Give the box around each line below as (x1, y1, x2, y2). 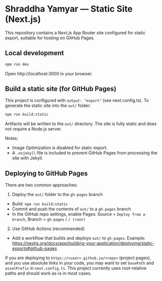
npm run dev (5, 62, 29, 66)
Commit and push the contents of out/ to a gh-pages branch (12, 206, 132, 212)
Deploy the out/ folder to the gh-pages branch (12, 192, 103, 198)
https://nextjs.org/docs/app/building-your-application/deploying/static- (12, 240, 155, 246)
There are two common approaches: (5, 182, 78, 188)
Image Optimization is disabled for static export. (12, 145, 108, 151)
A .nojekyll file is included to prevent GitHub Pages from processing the (12, 150, 158, 156)
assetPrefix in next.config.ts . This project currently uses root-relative (5, 265, 147, 271)
